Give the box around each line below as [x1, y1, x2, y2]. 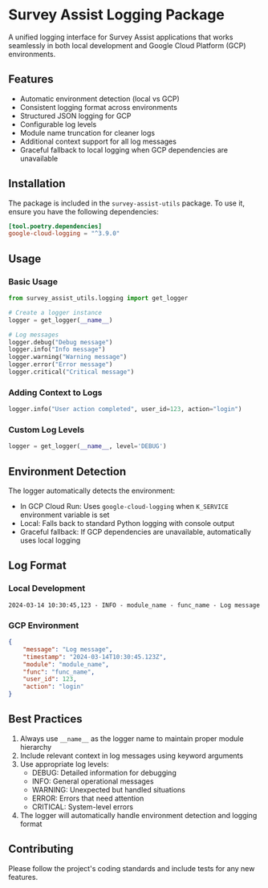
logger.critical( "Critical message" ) [8, 368, 135, 376]
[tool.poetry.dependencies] [8, 222, 103, 230]
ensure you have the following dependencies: [8, 206, 159, 216]
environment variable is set [19, 510, 110, 519]
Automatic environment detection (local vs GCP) [19, 94, 181, 104]
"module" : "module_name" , [22, 660, 110, 668]
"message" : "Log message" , [22, 645, 113, 654]
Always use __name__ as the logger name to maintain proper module [19, 733, 244, 743]
